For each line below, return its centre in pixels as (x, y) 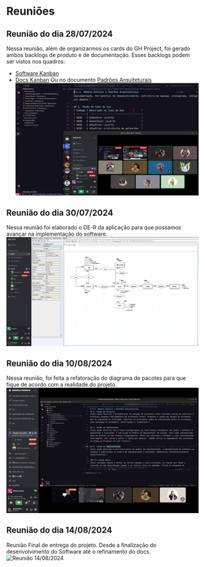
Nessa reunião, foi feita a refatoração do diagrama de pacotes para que (96, 378)
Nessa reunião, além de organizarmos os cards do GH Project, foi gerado (98, 48)
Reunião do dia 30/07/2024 (60, 213)
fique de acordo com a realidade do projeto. (62, 385)
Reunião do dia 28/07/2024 (59, 34)
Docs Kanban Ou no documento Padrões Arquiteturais (83, 80)
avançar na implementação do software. (57, 234)
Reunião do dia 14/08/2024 (59, 530)
